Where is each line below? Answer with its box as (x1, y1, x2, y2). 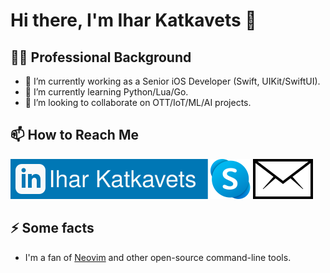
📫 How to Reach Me (10, 127, 139, 144)
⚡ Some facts (10, 220, 95, 237)
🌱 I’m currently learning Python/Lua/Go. (24, 86, 189, 98)
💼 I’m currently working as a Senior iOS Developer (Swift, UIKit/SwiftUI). (24, 75, 321, 87)
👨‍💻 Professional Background (10, 49, 192, 66)
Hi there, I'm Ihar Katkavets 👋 (10, 9, 257, 32)
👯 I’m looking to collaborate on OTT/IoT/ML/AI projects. (24, 97, 252, 108)
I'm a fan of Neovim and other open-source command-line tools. (24, 251, 292, 263)
